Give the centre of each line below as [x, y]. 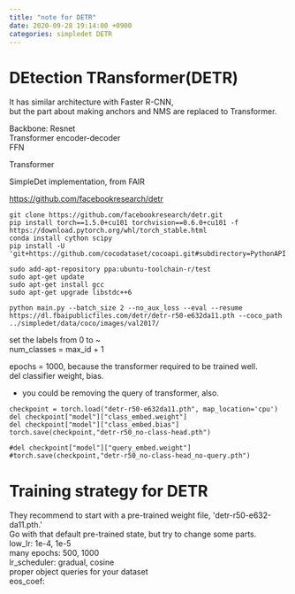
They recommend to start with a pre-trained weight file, [110, 515]
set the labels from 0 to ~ [55, 340]
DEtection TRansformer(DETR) [124, 77]
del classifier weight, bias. [57, 376]
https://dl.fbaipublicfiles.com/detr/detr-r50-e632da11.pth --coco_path [146, 316]
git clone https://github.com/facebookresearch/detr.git [116, 215]
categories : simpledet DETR [61, 34]
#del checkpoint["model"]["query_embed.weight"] [100, 448]
